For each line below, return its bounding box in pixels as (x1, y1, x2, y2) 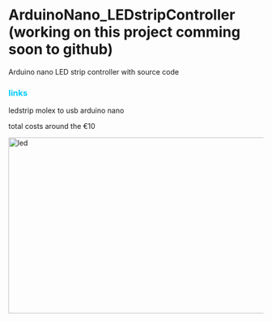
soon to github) (8, 41, 113, 58)
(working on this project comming (8, 23, 241, 41)
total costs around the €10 (8, 122, 96, 131)
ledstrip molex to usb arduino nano (8, 105, 125, 115)
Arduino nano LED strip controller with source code (8, 67, 180, 76)
